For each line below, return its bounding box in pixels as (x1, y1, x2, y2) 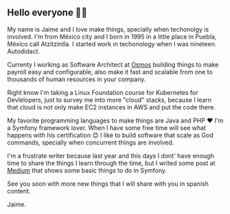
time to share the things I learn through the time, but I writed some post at (7, 159, 216, 167)
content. (7, 186, 31, 195)
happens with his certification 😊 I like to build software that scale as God (7, 131, 214, 139)
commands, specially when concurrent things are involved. (7, 138, 174, 147)
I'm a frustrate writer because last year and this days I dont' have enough (7, 151, 214, 160)
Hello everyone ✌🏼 (7, 7, 88, 19)
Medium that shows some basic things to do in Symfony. (7, 166, 167, 174)
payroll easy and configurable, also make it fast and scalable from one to (7, 67, 213, 76)
